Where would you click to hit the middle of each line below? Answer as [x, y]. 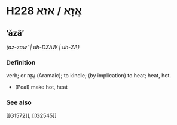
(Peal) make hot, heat [41, 87]
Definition [21, 62]
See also [19, 102]
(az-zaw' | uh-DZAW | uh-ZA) [43, 47]
